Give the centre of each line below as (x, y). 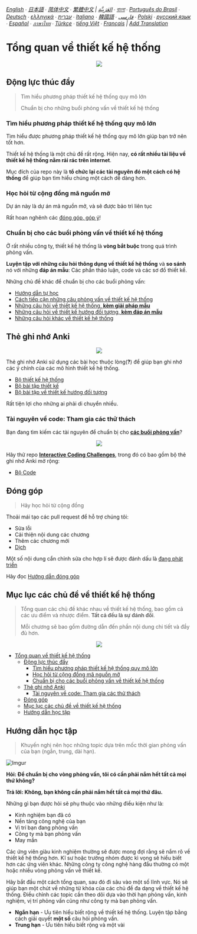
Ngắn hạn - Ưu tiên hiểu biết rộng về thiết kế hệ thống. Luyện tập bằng (101, 912)
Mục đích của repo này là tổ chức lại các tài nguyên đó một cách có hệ (93, 172)
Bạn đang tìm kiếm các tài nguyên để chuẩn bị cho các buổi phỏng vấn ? (94, 432)
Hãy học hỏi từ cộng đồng (52, 505)
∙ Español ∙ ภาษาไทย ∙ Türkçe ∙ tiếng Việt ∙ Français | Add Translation (87, 23)
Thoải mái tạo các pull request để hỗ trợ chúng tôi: (67, 517)
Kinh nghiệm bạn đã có (43, 815)
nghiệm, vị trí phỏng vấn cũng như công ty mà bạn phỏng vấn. (82, 901)
